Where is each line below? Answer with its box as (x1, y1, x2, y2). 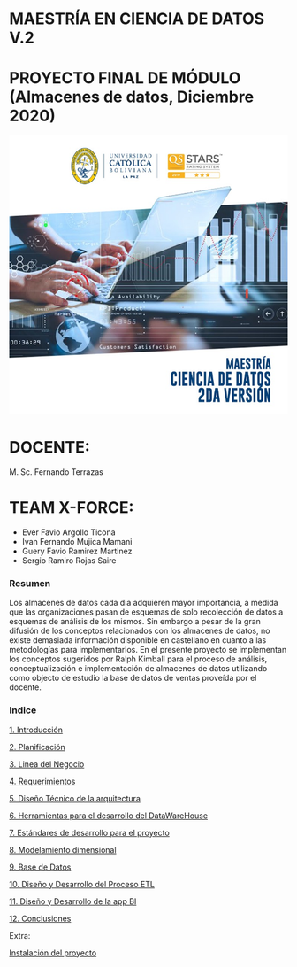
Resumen (9, 576, 51, 589)
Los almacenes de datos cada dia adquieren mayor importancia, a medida (9, 598, 278, 608)
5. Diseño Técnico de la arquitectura (9, 793, 141, 803)
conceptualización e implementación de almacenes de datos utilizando (9, 663, 268, 674)
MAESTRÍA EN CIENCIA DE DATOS (9, 9, 265, 29)
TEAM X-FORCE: (9, 498, 134, 518)
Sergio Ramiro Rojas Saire (21, 555, 117, 566)
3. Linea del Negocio (9, 758, 85, 770)
